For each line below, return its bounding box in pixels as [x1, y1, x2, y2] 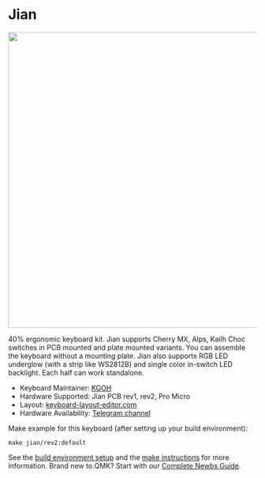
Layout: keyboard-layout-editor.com [19, 400, 137, 409]
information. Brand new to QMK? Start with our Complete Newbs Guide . [8, 461, 241, 470]
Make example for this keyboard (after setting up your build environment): [8, 424, 248, 433]
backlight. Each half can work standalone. [8, 368, 144, 377]
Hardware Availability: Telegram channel [19, 408, 151, 417]
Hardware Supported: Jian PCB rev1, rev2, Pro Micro [19, 391, 191, 401]
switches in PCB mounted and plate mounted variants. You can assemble [8, 342, 246, 352]
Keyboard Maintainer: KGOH [19, 383, 112, 392]
